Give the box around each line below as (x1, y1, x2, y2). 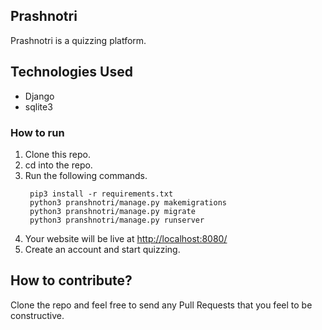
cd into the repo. (24, 159, 93, 171)
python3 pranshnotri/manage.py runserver (29, 215, 205, 225)
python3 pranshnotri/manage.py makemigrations (29, 197, 227, 208)
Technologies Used (10, 64, 133, 81)
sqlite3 (24, 100, 53, 113)
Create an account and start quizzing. (24, 243, 181, 255)
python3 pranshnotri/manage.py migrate (29, 206, 196, 216)
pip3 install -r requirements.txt (29, 189, 174, 199)
